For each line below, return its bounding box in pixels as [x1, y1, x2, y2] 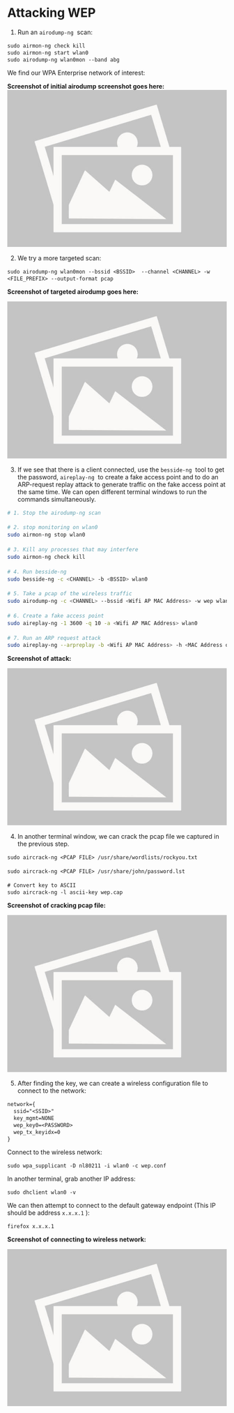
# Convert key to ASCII [7, 882, 77, 889]
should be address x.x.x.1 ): [7, 1209, 91, 1217]
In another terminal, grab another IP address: [7, 1174, 136, 1183]
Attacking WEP [7, 5, 96, 21]
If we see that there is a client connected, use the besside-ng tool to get [17, 465, 225, 474]
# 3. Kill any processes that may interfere [7, 546, 139, 553]
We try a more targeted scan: [17, 253, 102, 262]
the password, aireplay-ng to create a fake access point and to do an [17, 472, 219, 481]
